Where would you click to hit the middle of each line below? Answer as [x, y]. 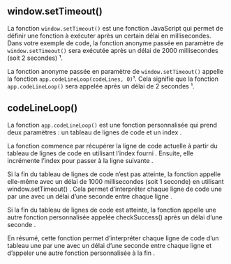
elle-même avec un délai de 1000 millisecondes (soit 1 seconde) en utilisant [116, 181]
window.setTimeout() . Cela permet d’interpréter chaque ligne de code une [114, 189]
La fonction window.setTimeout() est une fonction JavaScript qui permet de [115, 28]
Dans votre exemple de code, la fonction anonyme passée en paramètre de [115, 43]
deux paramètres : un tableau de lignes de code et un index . [95, 132]
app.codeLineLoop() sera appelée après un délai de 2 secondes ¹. [101, 86]
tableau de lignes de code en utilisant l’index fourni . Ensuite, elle [100, 153]
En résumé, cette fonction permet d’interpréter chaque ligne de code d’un [113, 238]
